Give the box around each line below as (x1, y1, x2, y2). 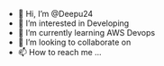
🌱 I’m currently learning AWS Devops (17, 28, 156, 37)
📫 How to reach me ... (17, 47, 102, 57)
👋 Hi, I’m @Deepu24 (17, 9, 94, 19)
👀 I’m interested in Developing (17, 18, 130, 29)
